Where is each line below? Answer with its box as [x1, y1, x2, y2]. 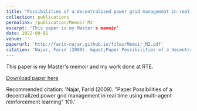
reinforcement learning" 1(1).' [6, 98, 76, 105]
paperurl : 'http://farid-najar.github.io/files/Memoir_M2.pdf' [6, 42, 164, 48]
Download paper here [6, 74, 59, 81]
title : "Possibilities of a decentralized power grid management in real [6, 8, 191, 15]
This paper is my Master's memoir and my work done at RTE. [6, 63, 154, 70]
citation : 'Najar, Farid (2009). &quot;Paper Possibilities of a [6, 47, 169, 53]
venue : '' [6, 36, 30, 42]
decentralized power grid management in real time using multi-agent [6, 92, 172, 99]
